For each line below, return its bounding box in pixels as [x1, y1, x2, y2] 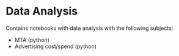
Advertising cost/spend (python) [14, 43, 97, 50]
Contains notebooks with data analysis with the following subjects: [5, 24, 174, 32]
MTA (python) [14, 36, 49, 43]
